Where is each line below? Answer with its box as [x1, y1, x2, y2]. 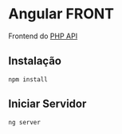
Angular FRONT [8, 5, 114, 23]
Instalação [8, 54, 62, 68]
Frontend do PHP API [8, 31, 78, 41]
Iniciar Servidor [8, 97, 87, 111]
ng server [8, 118, 41, 126]
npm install [8, 75, 48, 84]
